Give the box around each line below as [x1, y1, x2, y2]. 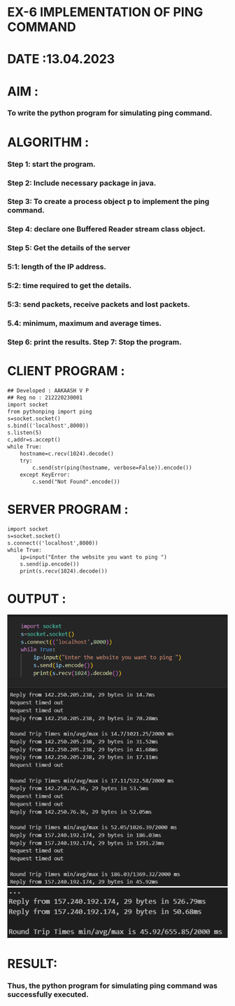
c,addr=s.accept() [7, 436, 61, 443]
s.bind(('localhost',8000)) [7, 422, 90, 429]
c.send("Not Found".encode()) [32, 478, 120, 485]
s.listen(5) [7, 429, 42, 436]
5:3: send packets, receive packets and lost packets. [7, 299, 190, 309]
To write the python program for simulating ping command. [7, 108, 213, 118]
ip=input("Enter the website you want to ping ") [20, 553, 168, 561]
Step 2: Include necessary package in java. [7, 178, 157, 188]
